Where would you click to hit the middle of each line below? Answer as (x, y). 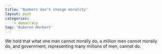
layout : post (18, 14)
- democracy (26, 23)
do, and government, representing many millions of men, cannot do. (73, 46)
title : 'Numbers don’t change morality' (47, 9)
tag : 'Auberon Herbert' (29, 27)
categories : (17, 18)
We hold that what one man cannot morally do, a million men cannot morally (81, 41)
